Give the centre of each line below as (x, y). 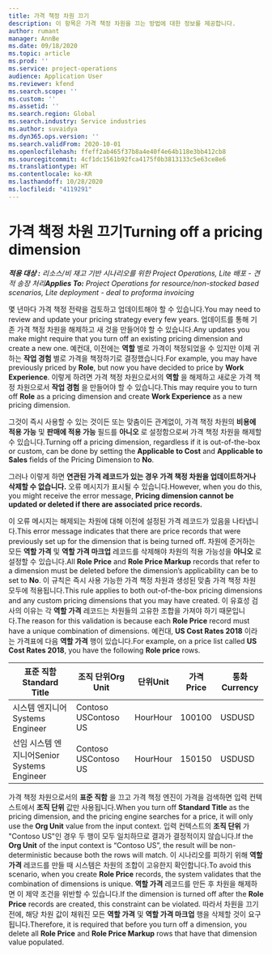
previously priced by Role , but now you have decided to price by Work (126, 367)
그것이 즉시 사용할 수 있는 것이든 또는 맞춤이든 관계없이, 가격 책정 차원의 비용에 (132, 422)
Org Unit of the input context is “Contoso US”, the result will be (113, 845)
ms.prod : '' (28, 62)
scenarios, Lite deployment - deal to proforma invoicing (101, 292)
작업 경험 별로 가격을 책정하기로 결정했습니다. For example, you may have (140, 358)
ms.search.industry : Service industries (78, 122)
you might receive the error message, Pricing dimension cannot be (121, 495)
